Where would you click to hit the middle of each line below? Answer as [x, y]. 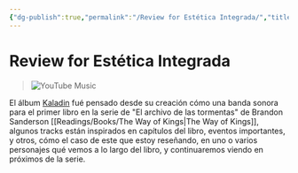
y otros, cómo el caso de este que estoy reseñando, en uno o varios [133, 140]
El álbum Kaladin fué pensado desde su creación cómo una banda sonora [144, 102]
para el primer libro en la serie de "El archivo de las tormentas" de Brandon [146, 112]
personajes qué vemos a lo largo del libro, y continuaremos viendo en [137, 149]
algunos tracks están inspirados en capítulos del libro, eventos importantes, [147, 131]
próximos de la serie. [47, 159]
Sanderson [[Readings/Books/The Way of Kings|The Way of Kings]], [134, 121]
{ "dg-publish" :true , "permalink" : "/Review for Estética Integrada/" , [138, 17]
